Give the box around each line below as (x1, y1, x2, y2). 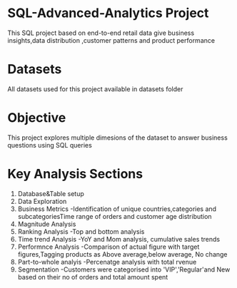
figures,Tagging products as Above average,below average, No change (17, 250, 228, 258)
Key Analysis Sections (7, 166, 143, 182)
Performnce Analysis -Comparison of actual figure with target (17, 242, 200, 251)
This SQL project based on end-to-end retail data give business (7, 29, 195, 37)
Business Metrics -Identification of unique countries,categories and (17, 205, 216, 213)
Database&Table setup (17, 189, 84, 197)
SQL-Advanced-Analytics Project (7, 5, 209, 21)
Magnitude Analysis (17, 220, 76, 228)
